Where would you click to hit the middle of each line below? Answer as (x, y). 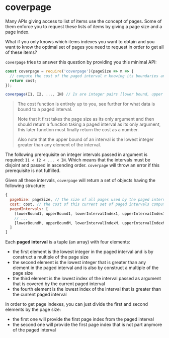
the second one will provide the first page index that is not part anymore (87, 325)
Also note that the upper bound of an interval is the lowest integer (86, 139)
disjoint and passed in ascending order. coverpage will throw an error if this (82, 165)
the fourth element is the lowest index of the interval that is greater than (87, 289)
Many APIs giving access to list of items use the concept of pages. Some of (83, 21)
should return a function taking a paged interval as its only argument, (89, 124)
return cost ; (23, 80)
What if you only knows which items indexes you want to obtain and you (80, 41)
